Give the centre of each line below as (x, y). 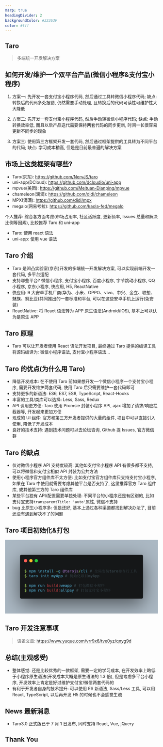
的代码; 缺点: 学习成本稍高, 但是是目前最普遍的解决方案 (67, 147)
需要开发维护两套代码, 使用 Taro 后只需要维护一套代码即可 (77, 387)
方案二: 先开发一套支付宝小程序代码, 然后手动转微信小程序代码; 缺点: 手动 (85, 119)
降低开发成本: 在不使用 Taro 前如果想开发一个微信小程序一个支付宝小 (81, 381)
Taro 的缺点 (22, 453)
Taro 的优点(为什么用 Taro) (45, 369)
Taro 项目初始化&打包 (37, 531)
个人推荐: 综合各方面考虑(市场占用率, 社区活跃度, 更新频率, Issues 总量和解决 (81, 216)
